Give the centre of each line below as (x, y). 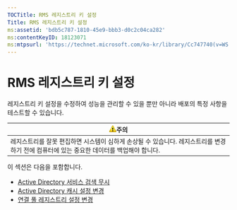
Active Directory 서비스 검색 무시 (63, 182)
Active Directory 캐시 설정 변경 (61, 191)
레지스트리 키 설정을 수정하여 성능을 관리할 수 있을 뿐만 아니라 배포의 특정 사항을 (117, 104)
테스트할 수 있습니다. (36, 112)
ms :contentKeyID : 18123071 (47, 37)
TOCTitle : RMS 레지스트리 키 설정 (52, 15)
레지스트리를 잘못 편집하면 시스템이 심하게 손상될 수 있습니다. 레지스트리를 (111, 141)
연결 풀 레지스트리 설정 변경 (55, 200)
